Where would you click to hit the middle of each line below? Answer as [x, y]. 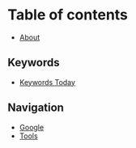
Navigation [36, 108]
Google [32, 127]
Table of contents [68, 15]
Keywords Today [47, 82]
